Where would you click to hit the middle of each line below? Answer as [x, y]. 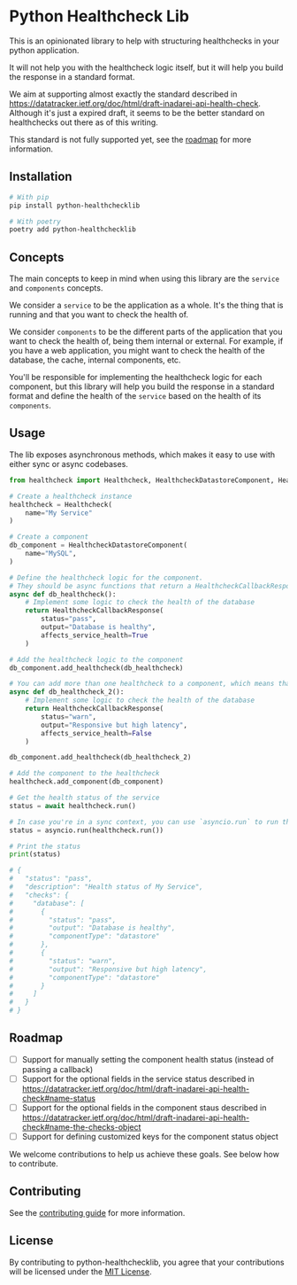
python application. [44, 50]
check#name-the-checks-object [81, 1127]
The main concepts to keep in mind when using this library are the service [145, 279]
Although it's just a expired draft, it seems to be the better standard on [137, 113]
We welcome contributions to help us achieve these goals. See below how [145, 1155]
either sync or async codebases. [69, 463]
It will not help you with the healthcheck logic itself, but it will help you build [146, 67]
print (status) [35, 854]
